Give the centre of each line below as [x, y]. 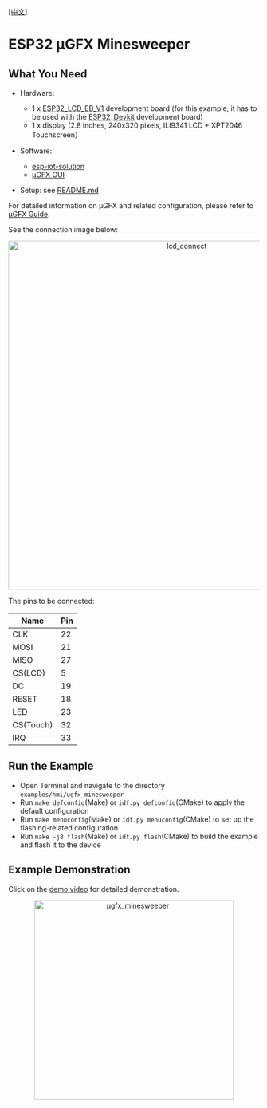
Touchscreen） [57, 135]
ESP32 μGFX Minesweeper [99, 44]
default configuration [54, 810]
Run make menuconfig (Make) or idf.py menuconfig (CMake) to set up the [137, 819]
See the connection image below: [63, 229]
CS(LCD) [29, 673]
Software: [36, 151]
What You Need [48, 74]
